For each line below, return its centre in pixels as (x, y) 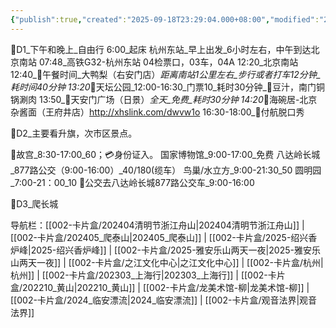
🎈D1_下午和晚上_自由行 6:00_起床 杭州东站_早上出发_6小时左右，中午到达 (161, 49)
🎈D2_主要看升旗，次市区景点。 (74, 133)
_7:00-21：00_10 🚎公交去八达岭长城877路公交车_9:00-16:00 (132, 182)
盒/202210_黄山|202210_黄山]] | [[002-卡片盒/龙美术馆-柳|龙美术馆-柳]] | (160, 287)
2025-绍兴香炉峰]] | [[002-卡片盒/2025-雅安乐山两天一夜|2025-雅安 (171, 250)
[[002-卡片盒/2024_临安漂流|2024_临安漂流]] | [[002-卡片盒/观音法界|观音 (164, 300)
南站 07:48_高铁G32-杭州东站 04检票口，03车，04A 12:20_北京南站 (158, 62)
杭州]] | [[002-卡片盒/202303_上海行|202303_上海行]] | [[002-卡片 (148, 275)
